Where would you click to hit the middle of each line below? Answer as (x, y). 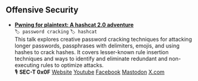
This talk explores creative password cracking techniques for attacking (103, 39)
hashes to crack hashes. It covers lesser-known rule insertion (91, 52)
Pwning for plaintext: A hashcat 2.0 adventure (74, 24)
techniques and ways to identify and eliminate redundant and (91, 58)
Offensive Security (42, 10)
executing (27, 65)
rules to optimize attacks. (72, 65)
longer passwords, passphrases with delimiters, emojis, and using (97, 46)
